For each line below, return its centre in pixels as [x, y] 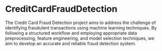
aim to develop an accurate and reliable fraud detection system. [71, 43]
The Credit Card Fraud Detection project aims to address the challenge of [81, 23]
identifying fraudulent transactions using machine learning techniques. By [81, 27]
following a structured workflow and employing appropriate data [71, 33]
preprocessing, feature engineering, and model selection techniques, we [80, 38]
